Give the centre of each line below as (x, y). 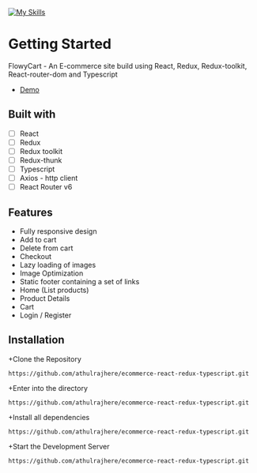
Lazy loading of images (58, 265)
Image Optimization (51, 273)
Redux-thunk (41, 160)
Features (30, 212)
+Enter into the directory (48, 388)
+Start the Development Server (59, 446)
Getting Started (60, 44)
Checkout (36, 256)
